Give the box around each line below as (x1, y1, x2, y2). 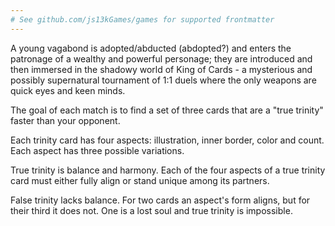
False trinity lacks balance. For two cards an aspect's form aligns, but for (10, 194, 311, 206)
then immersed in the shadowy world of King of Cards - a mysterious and (10, 63, 313, 75)
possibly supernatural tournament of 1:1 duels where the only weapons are (10, 74, 317, 86)
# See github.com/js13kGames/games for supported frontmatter (10, 14, 275, 25)
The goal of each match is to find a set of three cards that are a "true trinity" (10, 104, 324, 116)
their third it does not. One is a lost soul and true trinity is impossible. (10, 204, 293, 216)
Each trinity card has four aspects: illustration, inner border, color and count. (10, 134, 325, 146)
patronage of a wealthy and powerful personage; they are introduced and (10, 52, 313, 65)
